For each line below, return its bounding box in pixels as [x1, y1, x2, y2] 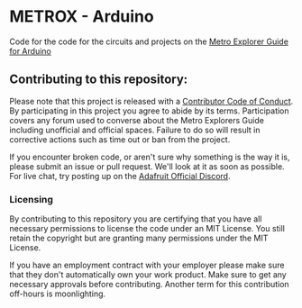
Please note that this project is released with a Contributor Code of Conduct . [9, 95, 294, 106]
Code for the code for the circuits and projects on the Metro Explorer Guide [9, 36, 288, 47]
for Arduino [9, 45, 51, 56]
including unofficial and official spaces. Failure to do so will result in [9, 124, 261, 135]
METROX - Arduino [9, 6, 155, 27]
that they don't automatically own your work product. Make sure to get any [9, 269, 287, 280]
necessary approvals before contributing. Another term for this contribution [9, 279, 290, 290]
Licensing [9, 193, 54, 205]
